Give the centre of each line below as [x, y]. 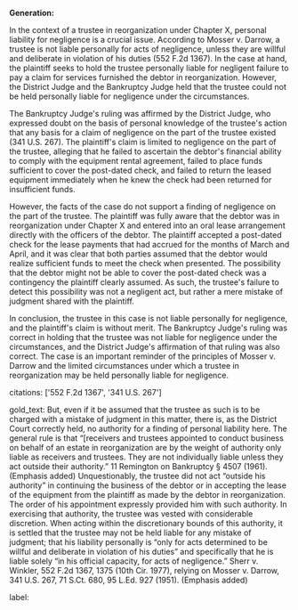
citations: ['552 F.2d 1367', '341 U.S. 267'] [85, 392]
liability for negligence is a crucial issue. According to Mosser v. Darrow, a [145, 40]
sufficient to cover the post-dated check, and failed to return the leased [140, 170]
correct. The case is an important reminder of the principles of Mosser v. [142, 356]
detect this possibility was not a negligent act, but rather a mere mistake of [146, 292]
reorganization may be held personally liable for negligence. [119, 375]
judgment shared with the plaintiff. [72, 301]
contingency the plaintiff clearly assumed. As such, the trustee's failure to [145, 282]
